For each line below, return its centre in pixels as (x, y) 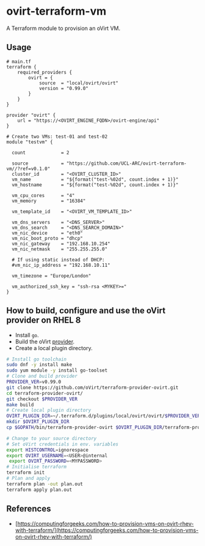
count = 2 (41, 152)
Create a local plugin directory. (54, 348)
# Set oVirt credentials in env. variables (63, 444)
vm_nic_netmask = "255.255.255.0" (60, 249)
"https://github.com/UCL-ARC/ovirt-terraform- (127, 163)
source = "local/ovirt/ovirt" (79, 83)
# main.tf (19, 62)
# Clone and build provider (42, 376)
